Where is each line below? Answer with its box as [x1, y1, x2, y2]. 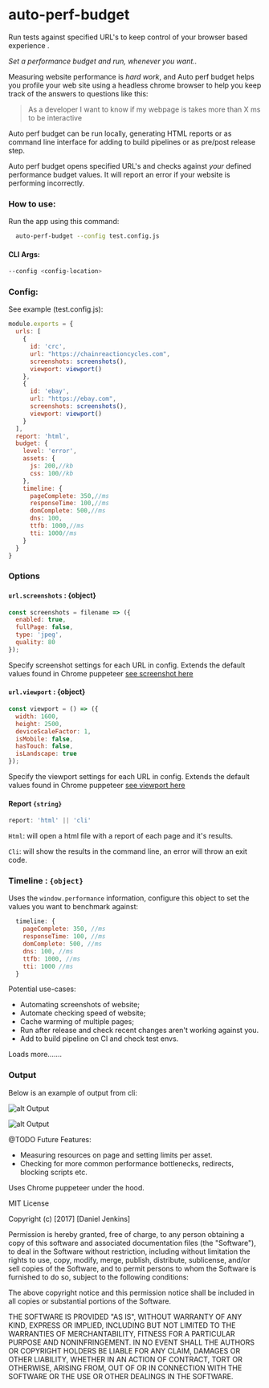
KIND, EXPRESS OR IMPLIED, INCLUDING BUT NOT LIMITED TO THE [8, 1320, 236, 1330]
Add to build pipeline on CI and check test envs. [19, 1034, 179, 1043]
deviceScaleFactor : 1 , [15, 727, 92, 736]
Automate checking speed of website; [19, 1008, 146, 1018]
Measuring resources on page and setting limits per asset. [19, 1150, 213, 1160]
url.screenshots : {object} [8, 590, 96, 600]
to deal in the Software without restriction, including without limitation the [8, 1247, 251, 1256]
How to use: [8, 198, 56, 210]
